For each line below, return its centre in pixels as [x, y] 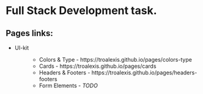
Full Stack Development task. [81, 11]
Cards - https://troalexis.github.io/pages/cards [98, 66]
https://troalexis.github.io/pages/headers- [144, 73]
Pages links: [29, 33]
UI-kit [22, 48]
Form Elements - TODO [68, 85]
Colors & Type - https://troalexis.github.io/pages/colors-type [115, 60]
